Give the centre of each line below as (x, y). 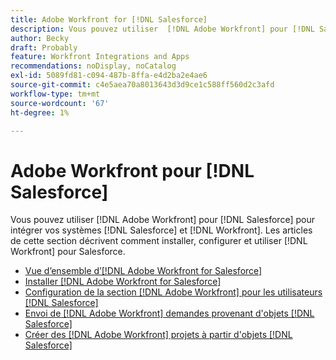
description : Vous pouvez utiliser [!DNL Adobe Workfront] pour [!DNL (162, 29)
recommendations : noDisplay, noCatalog (93, 66)
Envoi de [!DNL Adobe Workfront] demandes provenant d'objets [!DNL (169, 313)
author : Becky (40, 38)
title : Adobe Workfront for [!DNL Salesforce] (109, 19)
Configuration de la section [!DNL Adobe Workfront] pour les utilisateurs (173, 292)
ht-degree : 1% (40, 112)
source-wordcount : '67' (60, 103)
